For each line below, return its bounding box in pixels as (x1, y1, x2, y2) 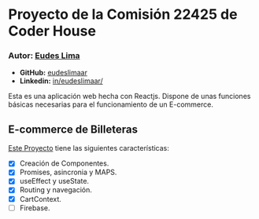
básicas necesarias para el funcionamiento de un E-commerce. (8, 100, 214, 109)
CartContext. (19, 194, 61, 203)
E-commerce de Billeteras (8, 122, 138, 136)
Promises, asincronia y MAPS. (19, 167, 117, 177)
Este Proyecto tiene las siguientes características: (8, 144, 169, 153)
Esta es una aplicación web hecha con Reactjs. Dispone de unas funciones (8, 92, 251, 101)
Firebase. (19, 203, 50, 213)
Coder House (8, 22, 97, 40)
